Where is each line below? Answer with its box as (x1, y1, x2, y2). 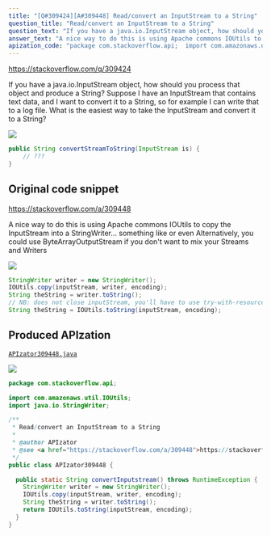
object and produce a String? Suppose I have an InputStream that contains (8, 88, 256, 98)
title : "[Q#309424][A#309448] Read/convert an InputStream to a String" (8, 11, 258, 20)
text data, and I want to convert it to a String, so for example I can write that (8, 97, 260, 107)
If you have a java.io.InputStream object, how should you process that (8, 80, 240, 90)
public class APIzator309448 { (8, 461, 114, 469)
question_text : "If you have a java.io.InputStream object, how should (8, 27, 254, 35)
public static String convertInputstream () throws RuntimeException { (15, 475, 258, 483)
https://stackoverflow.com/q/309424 (8, 64, 131, 74)
